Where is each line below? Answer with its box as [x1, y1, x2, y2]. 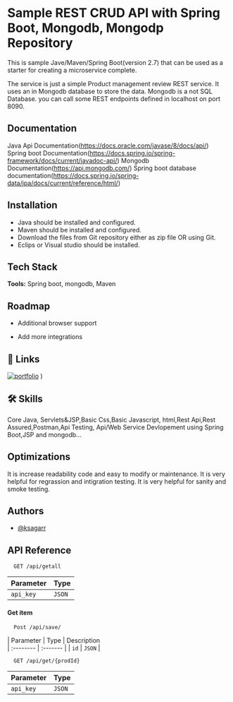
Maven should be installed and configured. [17, 225, 142, 234]
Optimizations [7, 451, 70, 463]
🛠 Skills [7, 393, 44, 405]
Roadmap [7, 300, 51, 312]
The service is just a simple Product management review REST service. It [7, 79, 220, 88]
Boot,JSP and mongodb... [7, 430, 82, 439]
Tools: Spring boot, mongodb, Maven [7, 280, 116, 288]
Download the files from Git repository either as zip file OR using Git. [17, 233, 216, 242]
